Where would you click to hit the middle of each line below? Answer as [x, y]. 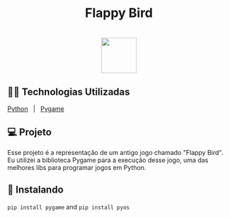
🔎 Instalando [35, 190]
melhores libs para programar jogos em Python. [77, 167]
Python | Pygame [36, 109]
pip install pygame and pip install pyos [68, 207]
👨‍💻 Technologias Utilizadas [69, 92]
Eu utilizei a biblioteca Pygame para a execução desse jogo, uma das [108, 160]
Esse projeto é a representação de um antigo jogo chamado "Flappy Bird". [115, 153]
